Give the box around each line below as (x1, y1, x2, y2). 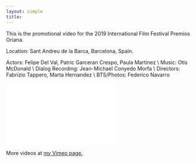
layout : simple (6, 8, 43, 15)
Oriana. (6, 36, 24, 43)
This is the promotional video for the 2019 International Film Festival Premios (6, 30, 190, 37)
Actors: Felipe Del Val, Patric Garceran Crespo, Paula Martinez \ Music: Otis (6, 59, 188, 66)
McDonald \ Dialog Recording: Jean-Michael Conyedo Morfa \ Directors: (6, 65, 180, 72)
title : (6, 14, 22, 20)
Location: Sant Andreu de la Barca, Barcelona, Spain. (6, 47, 133, 54)
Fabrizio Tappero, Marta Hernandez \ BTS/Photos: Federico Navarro (6, 71, 170, 78)
